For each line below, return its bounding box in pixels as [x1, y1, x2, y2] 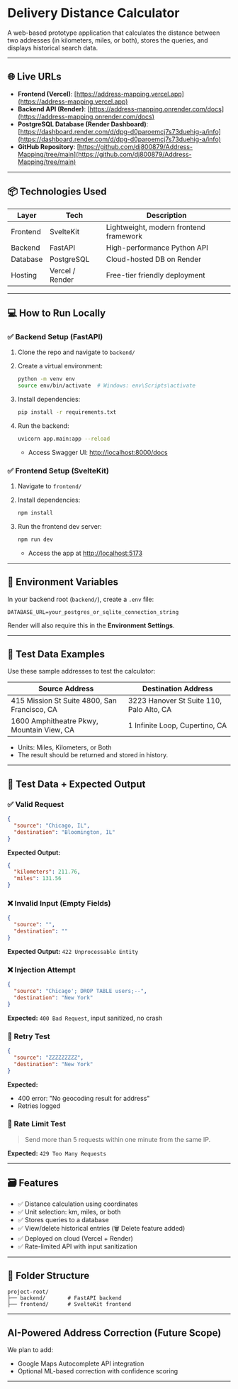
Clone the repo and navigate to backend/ [17, 348, 136, 356]
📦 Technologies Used [7, 186, 108, 198]
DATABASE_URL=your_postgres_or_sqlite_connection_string [7, 608, 179, 615]
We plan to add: [7, 1346, 54, 1354]
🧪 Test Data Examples [7, 648, 105, 660]
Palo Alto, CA [127, 705, 172, 715]
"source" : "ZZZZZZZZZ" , [13, 1054, 84, 1061]
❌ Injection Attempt [7, 965, 76, 975]
